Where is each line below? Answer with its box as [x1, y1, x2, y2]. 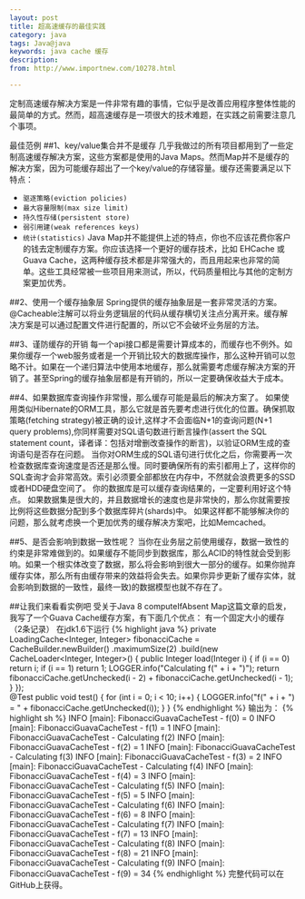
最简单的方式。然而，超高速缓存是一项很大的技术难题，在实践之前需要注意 [9, 109, 288, 120]
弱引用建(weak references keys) [22, 222, 140, 232]
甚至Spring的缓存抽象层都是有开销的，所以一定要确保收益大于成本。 [33, 372, 289, 383]
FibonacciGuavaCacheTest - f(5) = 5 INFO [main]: [9, 789, 195, 800]
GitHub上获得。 [9, 879, 68, 890]
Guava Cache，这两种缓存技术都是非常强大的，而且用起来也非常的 [22, 254, 272, 265]
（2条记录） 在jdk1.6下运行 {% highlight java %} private [9, 623, 217, 634]
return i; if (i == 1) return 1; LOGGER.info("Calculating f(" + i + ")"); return [9, 662, 280, 673]
